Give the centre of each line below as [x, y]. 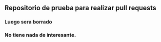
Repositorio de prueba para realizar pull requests [80, 8]
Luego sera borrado [28, 22]
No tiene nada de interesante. [40, 35]
